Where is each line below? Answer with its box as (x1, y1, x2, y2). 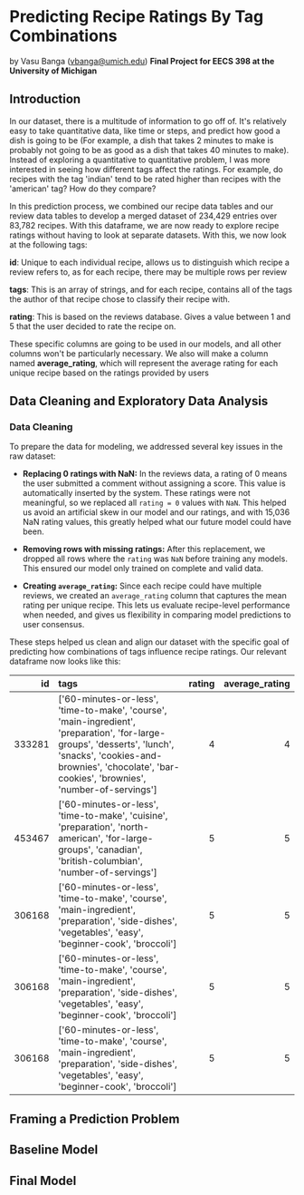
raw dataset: (9, 451, 56, 461)
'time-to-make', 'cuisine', (58, 810, 168, 822)
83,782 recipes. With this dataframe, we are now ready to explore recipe (9, 219, 280, 230)
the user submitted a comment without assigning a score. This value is (22, 478, 287, 489)
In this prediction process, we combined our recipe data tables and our (9, 200, 274, 211)
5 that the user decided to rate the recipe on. (9, 320, 176, 332)
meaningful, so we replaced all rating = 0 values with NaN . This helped (22, 497, 287, 509)
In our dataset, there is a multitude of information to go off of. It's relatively (9, 115, 287, 126)
